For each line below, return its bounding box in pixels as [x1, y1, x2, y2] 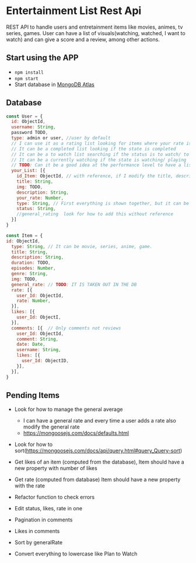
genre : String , [11, 271, 48, 277]
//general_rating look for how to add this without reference [16, 211, 174, 217]
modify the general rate [23, 423, 80, 431]
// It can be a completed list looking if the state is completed [11, 146, 176, 152]
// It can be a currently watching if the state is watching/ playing [11, 157, 187, 163]
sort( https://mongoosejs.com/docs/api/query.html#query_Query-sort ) [14, 447, 183, 454]
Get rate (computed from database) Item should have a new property [14, 476, 181, 483]
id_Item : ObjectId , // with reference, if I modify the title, [16, 173, 174, 179]
